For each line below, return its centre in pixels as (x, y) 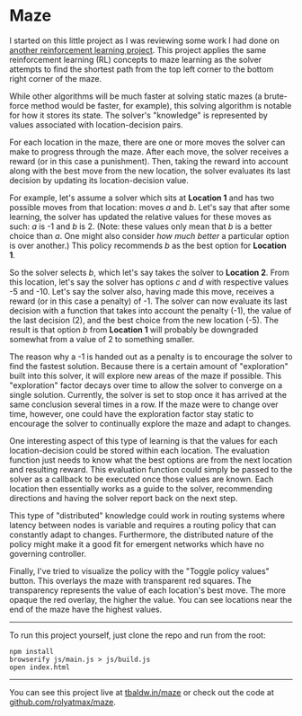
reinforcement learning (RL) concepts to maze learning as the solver (136, 59)
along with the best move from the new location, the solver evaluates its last (150, 171)
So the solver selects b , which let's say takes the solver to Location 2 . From (149, 272)
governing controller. (48, 553)
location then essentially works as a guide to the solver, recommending (141, 488)
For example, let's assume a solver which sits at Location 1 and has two (142, 198)
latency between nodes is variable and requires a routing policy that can (143, 525)
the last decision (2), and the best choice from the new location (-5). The (144, 320)
